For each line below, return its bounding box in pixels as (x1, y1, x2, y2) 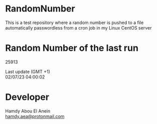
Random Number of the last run (5, 42, 139, 54)
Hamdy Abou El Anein (5, 108, 51, 114)
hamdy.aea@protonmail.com (5, 113, 65, 119)
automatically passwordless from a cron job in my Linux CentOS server (5, 24, 152, 30)
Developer (5, 91, 49, 103)
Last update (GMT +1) (5, 68, 50, 74)
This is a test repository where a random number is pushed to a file (5, 19, 144, 25)
